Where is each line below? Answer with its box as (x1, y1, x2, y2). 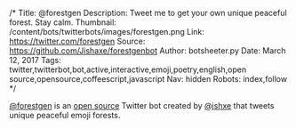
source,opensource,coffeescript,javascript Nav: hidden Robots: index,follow (9, 74, 287, 84)
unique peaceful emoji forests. (9, 110, 121, 120)
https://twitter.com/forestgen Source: (9, 36, 146, 46)
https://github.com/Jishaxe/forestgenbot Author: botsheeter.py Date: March (9, 45, 286, 56)
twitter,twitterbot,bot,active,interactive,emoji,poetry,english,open (9, 64, 247, 75)
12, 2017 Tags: (9, 55, 62, 65)
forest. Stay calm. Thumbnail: (9, 17, 117, 28)
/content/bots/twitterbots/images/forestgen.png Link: (9, 27, 204, 36)
